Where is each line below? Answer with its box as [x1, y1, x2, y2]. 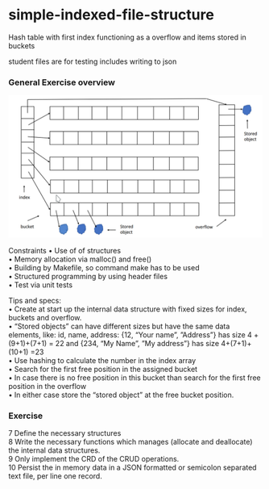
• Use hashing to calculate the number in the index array [8, 355, 197, 365]
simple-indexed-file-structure [8, 6, 215, 24]
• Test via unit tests [8, 280, 73, 290]
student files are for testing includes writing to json [8, 56, 177, 66]
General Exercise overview [8, 77, 115, 88]
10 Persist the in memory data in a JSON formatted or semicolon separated [8, 462, 257, 473]
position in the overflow [8, 381, 87, 391]
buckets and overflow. [8, 312, 82, 322]
